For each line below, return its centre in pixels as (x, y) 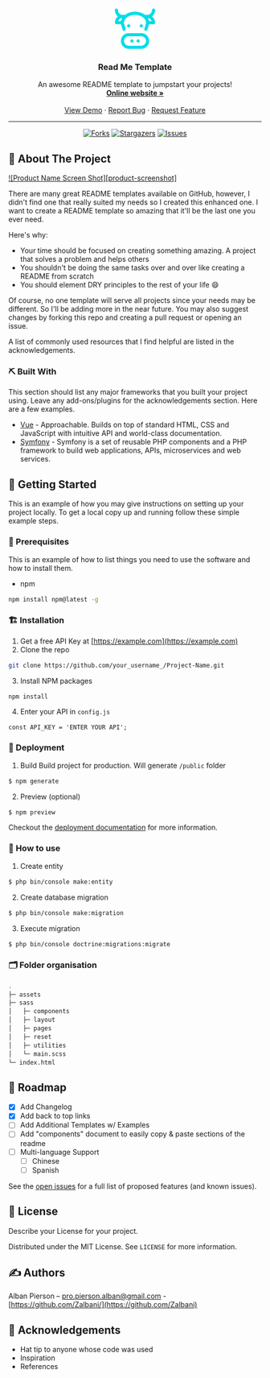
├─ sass (21, 1003)
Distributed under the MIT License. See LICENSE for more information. (123, 1246)
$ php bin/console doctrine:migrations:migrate (90, 944)
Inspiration (37, 1358)
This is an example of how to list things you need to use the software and (129, 559)
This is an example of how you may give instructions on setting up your (126, 504)
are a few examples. (42, 409)
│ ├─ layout (32, 1020)
